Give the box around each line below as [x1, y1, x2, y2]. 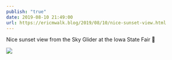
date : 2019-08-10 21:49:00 [6, 14, 73, 20]
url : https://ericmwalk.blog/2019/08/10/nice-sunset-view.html [6, 20, 167, 26]
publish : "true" [6, 8, 46, 15]
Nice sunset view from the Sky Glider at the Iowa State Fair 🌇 [6, 36, 156, 43]
